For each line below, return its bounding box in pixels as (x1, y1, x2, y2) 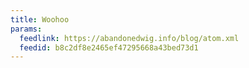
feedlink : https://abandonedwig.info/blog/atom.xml (19, 33, 240, 43)
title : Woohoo (10, 14, 70, 25)
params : (10, 24, 43, 34)
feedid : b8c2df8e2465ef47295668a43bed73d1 (19, 42, 199, 53)
